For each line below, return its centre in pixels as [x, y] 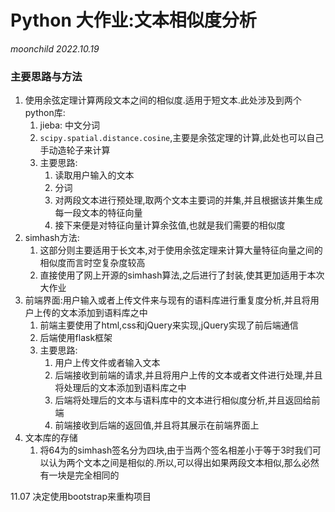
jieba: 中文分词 [70, 125]
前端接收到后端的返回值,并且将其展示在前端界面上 [157, 425]
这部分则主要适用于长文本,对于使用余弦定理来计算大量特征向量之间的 [181, 250]
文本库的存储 [51, 438]
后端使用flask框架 [76, 338]
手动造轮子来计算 [75, 150]
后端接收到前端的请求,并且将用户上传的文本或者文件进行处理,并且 [188, 375]
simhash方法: [52, 238]
